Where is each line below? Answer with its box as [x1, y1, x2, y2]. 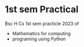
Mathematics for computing [12, 30, 71, 36]
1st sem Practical [5, 4, 79, 15]
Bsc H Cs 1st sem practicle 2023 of [5, 20, 79, 27]
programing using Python [12, 36, 66, 42]
